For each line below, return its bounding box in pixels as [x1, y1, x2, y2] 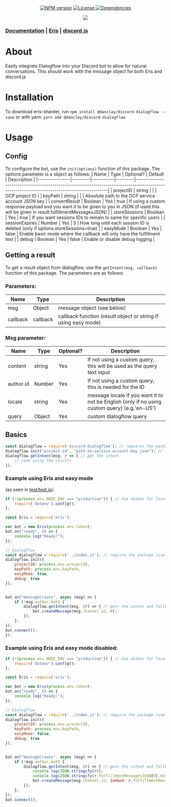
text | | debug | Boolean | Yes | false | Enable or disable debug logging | [5, 236, 155, 242]
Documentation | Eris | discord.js [5, 27, 88, 34]
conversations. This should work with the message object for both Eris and [5, 68, 162, 74]
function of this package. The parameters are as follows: [5, 270, 124, 276]
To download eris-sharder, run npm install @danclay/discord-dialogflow [5, 108, 159, 114]
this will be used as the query [87, 362, 158, 370]
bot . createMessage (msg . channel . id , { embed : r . [32, 778, 133, 784]
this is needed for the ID [87, 383, 145, 390]
